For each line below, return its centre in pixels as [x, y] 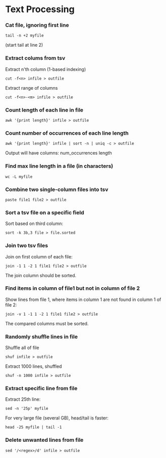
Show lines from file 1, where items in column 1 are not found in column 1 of [83, 299]
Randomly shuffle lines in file [42, 336]
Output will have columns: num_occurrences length [59, 153]
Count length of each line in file [44, 110]
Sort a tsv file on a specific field [45, 212]
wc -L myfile [19, 177]
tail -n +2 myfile [24, 36]
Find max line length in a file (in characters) [59, 166]
